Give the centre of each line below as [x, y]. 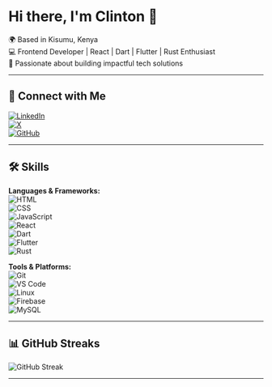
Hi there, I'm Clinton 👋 [83, 17]
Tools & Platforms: [40, 266]
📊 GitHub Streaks [54, 343]
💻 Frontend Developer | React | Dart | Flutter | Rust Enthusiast [112, 51]
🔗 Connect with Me [57, 96]
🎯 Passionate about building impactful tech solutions [96, 63]
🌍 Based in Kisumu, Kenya [53, 39]
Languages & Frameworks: [54, 190]
